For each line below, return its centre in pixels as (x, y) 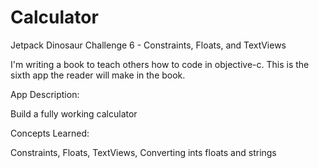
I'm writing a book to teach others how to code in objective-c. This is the (160, 64)
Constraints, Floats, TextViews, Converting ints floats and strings (143, 152)
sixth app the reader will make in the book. (98, 75)
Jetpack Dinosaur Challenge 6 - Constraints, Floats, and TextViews (148, 45)
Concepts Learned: (50, 133)
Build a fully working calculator (74, 113)
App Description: (45, 94)
